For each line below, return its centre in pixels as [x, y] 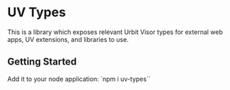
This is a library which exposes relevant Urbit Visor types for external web [115, 32]
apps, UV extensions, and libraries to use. [68, 39]
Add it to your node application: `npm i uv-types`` [79, 79]
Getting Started [42, 62]
